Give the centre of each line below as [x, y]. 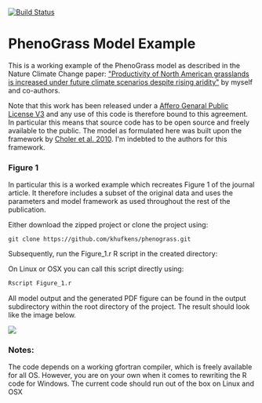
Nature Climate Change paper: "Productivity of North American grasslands [129, 74]
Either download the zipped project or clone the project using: [108, 225]
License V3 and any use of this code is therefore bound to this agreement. [128, 114]
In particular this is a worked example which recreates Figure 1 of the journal [131, 185]
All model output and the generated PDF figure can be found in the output [127, 299]
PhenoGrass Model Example [102, 44]
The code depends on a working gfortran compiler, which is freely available [130, 367]
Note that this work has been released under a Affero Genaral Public [118, 105]
